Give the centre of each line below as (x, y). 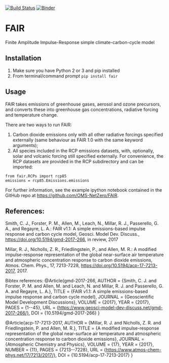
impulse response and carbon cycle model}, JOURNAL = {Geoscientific (80, 297)
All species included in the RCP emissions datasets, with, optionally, (83, 151)
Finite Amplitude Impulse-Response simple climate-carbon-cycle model (80, 42)
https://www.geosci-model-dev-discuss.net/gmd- (111, 308)
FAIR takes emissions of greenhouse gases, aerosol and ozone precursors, (83, 104)
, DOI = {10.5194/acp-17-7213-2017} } (94, 355)
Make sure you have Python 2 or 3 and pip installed (66, 70)
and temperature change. (32, 115)
